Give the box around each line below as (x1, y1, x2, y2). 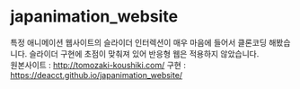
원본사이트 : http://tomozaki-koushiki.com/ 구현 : (10, 59, 187, 70)
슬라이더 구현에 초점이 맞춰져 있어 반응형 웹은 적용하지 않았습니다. (29, 48, 260, 59)
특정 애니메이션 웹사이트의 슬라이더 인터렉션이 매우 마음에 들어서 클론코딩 (10, 37, 268, 48)
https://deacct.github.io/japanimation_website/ (10, 69, 183, 80)
